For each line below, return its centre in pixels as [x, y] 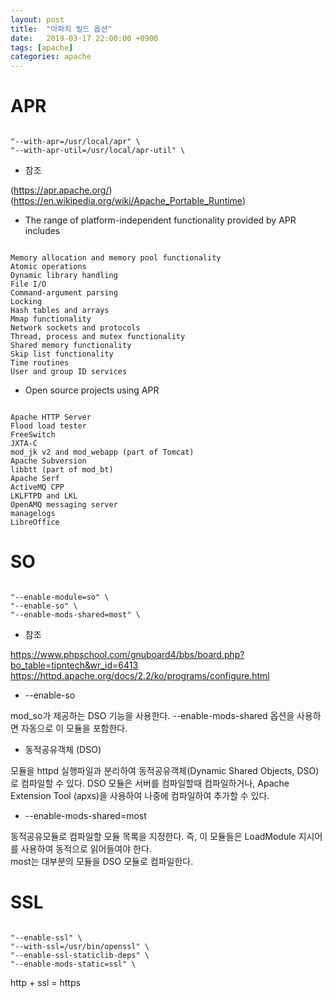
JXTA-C [24, 444]
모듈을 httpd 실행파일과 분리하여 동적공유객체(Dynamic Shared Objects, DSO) [165, 770]
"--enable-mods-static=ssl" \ [73, 964]
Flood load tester [48, 426]
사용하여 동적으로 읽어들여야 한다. [86, 849]
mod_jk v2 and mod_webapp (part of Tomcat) [102, 452]
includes [42, 231]
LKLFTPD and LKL [44, 496]
